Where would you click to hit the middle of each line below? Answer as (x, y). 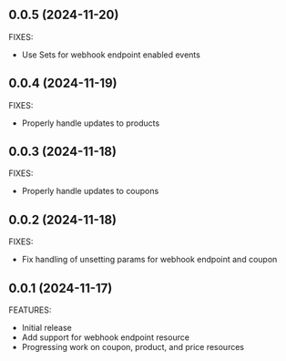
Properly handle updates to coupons (90, 191)
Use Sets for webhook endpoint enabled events (111, 55)
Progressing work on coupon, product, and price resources (133, 347)
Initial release (46, 328)
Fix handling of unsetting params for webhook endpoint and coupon (149, 260)
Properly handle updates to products (91, 123)
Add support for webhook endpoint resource (106, 337)
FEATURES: (30, 310)
